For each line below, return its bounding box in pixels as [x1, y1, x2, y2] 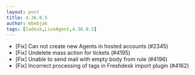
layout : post [6, 9, 40, 15]
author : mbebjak [6, 20, 48, 26]
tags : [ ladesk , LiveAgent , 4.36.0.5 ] [6, 26, 97, 32]
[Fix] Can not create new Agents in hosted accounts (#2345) [15, 43, 169, 50]
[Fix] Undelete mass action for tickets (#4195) [15, 49, 131, 57]
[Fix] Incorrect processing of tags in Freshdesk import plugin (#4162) [15, 62, 189, 70]
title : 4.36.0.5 [6, 15, 48, 21]
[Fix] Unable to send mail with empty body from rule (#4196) [15, 55, 168, 63]
